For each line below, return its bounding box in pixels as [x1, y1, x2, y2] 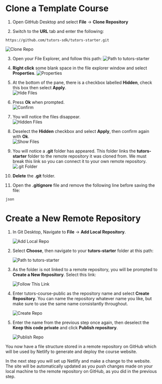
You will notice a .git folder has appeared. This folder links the [12, 148, 136, 154]
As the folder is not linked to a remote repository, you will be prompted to [12, 266, 158, 272]
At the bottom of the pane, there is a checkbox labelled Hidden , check [12, 80, 152, 85]
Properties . [12, 70, 36, 76]
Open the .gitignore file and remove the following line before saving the [12, 182, 155, 188]
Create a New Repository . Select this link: [12, 272, 96, 277]
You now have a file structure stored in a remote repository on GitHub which [5, 343, 157, 349]
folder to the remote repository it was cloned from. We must [27, 153, 147, 159]
